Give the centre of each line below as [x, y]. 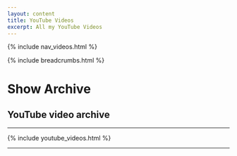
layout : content [31, 14]
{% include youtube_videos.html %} [59, 138]
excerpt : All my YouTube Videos [55, 27]
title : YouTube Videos [41, 20]
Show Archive [49, 89]
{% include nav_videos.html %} [52, 47]
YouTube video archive [59, 114]
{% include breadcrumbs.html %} [56, 60]
